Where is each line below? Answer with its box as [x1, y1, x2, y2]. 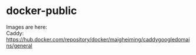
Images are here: [6, 23, 47, 30]
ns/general [6, 42, 32, 49]
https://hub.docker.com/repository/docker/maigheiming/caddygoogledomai [6, 36, 190, 43]
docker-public [6, 4, 77, 18]
